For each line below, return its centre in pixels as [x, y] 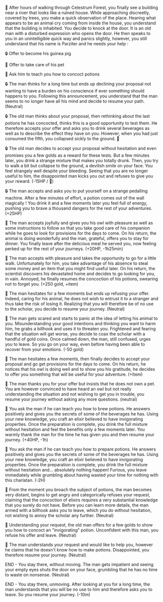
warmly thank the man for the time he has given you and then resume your [80, 435]
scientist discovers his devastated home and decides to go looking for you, [80, 274]
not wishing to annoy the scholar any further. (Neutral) [59, 515]
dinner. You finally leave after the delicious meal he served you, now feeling [81, 244]
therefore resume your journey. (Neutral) [46, 555]
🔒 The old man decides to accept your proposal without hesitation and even [81, 148]
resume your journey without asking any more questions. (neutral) [71, 399]
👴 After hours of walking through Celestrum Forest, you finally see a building [81, 8]
